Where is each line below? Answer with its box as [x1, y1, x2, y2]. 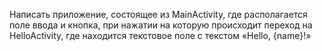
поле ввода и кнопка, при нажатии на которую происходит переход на [9, 19, 313, 31]
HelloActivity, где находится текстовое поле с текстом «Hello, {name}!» [9, 30, 312, 41]
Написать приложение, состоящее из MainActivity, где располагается [9, 9, 308, 20]
